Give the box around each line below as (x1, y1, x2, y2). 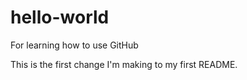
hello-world (10, 6, 110, 29)
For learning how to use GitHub (10, 39, 139, 51)
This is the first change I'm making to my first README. (10, 58, 238, 70)
